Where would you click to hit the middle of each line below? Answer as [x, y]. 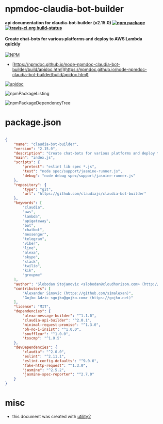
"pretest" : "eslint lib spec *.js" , [59, 167]
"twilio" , [32, 266]
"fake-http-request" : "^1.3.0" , [55, 365]
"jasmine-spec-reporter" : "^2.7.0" [58, 374]
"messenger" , [36, 235]
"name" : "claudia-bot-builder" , [46, 144]
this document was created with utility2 [51, 416]
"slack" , [31, 262]
